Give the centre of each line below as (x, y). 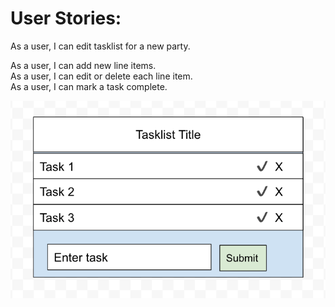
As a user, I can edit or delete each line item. (101, 76)
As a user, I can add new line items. (83, 65)
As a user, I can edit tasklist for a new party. (100, 46)
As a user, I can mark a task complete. (89, 86)
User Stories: (66, 18)
